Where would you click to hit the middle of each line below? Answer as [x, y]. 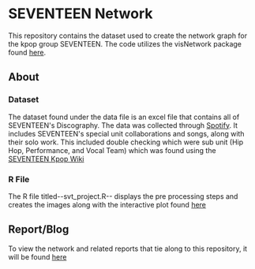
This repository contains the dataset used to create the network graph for [127, 35]
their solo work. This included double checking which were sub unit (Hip [126, 142]
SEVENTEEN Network [81, 14]
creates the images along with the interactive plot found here [107, 204]
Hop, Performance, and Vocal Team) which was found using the [112, 150]
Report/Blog [39, 230]
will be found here [37, 256]
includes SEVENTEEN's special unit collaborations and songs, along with [126, 133]
